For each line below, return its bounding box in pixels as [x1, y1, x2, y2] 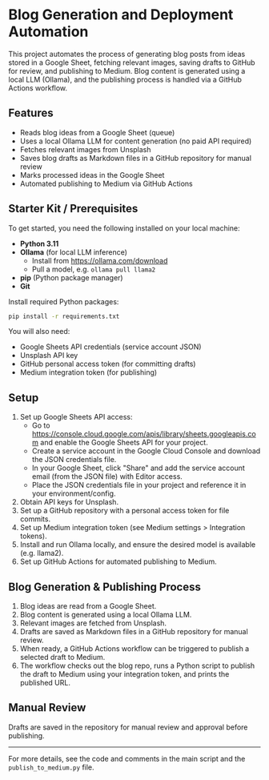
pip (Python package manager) [19, 272, 123, 282]
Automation [8, 22, 89, 41]
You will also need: [8, 327, 70, 336]
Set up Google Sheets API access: [19, 412, 134, 422]
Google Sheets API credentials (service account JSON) [19, 342, 202, 352]
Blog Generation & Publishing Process [8, 580, 202, 593]
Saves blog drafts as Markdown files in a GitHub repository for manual [19, 153, 252, 163]
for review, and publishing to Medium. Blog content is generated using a [8, 66, 246, 75]
